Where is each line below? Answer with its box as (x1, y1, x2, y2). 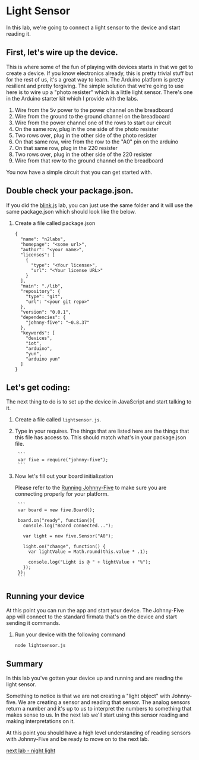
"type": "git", (26, 293, 64, 299)
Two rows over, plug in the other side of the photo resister (14, 132, 157, 139)
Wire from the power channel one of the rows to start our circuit (14, 119, 171, 126)
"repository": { (20, 288, 61, 294)
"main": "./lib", (20, 283, 64, 289)
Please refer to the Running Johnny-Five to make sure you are (14, 484, 167, 492)
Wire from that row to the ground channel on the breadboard (14, 157, 163, 164)
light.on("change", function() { (23, 543, 106, 550)
